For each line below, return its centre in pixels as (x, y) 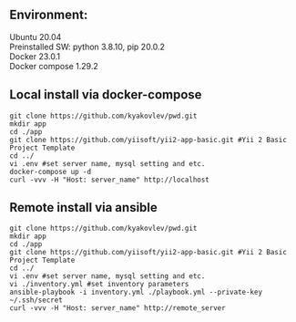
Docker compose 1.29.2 (54, 66)
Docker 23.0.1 (35, 56)
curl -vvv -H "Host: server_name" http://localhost (109, 180)
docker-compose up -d (51, 171)
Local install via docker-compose (106, 95)
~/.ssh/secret (36, 300)
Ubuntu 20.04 (36, 36)
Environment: (49, 15)
